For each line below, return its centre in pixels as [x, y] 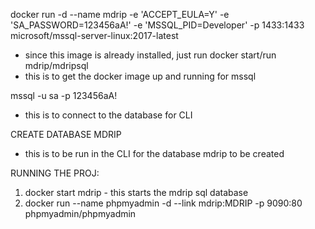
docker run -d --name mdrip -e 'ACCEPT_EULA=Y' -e [120, 14]
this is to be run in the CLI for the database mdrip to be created [154, 153]
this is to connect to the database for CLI [108, 115]
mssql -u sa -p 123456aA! [64, 95]
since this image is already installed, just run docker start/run [150, 55]
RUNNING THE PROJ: [55, 173]
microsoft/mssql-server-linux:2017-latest [94, 35]
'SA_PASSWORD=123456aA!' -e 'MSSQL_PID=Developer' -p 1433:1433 [157, 25]
